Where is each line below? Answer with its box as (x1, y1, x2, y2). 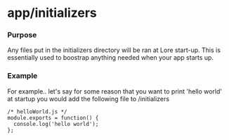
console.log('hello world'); (13, 120, 99, 127)
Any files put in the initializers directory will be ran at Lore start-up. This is (7, 46, 221, 54)
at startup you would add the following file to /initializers (7, 94, 170, 103)
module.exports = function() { (7, 114, 99, 121)
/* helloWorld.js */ (7, 108, 68, 115)
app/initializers (7, 5, 97, 21)
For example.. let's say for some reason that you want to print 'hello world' (7, 87, 223, 96)
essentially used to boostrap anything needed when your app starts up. (7, 53, 214, 62)
